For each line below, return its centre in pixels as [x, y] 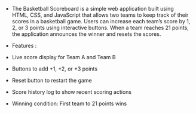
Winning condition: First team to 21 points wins [69, 103]
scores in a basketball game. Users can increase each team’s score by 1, [101, 21]
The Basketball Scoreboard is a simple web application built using [93, 9]
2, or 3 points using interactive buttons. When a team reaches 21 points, [100, 28]
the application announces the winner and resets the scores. [86, 34]
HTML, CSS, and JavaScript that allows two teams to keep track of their [100, 15]
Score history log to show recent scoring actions [72, 92]
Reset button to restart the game [52, 80]
